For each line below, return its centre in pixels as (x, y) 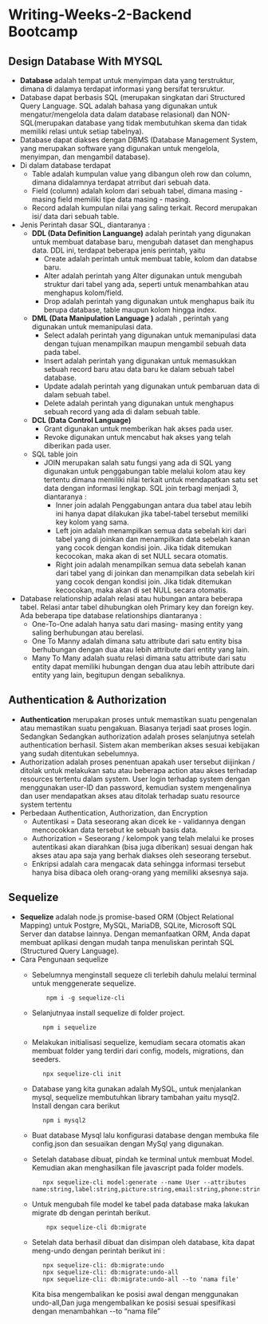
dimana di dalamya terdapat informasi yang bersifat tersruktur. (122, 89)
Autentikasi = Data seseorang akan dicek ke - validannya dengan (138, 821)
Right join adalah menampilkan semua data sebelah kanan (151, 564)
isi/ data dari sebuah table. (75, 216)
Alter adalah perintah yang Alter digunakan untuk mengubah (143, 276)
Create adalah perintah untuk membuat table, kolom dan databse (150, 259)
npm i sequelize (70, 1027)
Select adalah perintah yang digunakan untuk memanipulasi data (150, 335)
